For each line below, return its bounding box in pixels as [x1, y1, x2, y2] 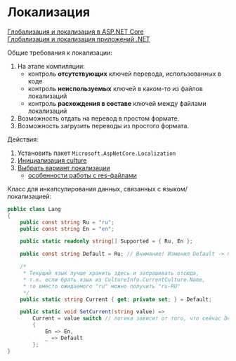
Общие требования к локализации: [7, 48, 112, 57]
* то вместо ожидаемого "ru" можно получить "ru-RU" [22, 282, 181, 290]
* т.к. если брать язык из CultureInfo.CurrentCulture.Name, [22, 276, 206, 283]
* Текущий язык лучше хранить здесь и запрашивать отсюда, [22, 270, 199, 277]
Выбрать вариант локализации [17, 163, 110, 172]
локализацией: [7, 192, 52, 200]
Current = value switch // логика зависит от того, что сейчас [32, 315, 221, 322]
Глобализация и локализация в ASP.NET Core [7, 27, 144, 36]
